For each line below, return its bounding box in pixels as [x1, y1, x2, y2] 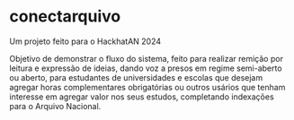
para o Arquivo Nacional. [9, 100, 102, 111]
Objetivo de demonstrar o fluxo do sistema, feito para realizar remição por [9, 53, 283, 64]
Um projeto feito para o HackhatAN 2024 [9, 36, 162, 47]
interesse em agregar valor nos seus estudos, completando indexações [9, 91, 274, 102]
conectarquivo [9, 6, 121, 27]
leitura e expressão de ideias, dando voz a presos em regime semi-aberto [9, 63, 282, 73]
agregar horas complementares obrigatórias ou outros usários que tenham [9, 81, 286, 92]
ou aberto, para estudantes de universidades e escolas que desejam [9, 72, 263, 82]
